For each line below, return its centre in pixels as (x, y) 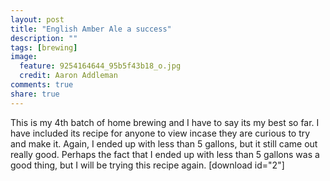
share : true (35, 94)
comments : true (42, 85)
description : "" (44, 38)
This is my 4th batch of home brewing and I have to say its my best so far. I (165, 122)
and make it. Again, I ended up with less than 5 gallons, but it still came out (164, 143)
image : (24, 57)
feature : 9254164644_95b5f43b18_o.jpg (100, 66)
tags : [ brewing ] (44, 47)
